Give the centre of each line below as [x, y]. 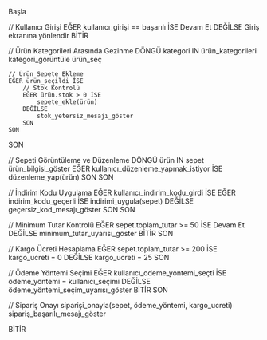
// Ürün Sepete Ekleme [46, 74]
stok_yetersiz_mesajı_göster [85, 116]
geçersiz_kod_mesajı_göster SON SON [72, 210]
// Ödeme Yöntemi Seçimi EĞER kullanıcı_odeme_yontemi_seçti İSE [118, 273]
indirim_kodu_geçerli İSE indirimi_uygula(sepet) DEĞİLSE [101, 201]
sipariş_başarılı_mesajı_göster [57, 314]
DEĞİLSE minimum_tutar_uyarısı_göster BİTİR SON [91, 233]
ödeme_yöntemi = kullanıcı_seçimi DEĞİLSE [80, 281]
